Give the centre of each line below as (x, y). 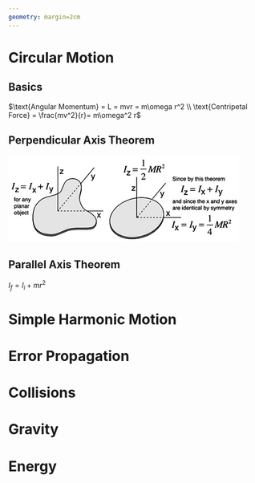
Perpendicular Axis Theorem (81, 140)
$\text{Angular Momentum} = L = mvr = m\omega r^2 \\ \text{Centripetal (128, 106)
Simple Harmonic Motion (93, 319)
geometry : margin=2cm (45, 17)
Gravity (33, 430)
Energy (33, 466)
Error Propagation (69, 356)
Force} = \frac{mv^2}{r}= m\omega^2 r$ (75, 115)
